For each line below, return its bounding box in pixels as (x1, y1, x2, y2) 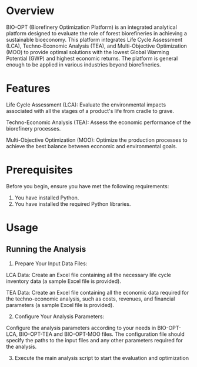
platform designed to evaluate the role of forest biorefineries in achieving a (6, 29, 187, 36)
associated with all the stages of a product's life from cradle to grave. (6, 107, 175, 114)
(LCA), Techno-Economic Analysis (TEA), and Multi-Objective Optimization (6, 42, 187, 49)
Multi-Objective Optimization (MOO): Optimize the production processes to (6, 136, 188, 144)
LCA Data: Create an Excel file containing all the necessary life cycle (6, 271, 172, 278)
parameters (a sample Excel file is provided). (6, 301, 115, 308)
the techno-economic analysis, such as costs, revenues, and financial (6, 295, 175, 302)
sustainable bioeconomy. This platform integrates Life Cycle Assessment (6, 36, 183, 43)
